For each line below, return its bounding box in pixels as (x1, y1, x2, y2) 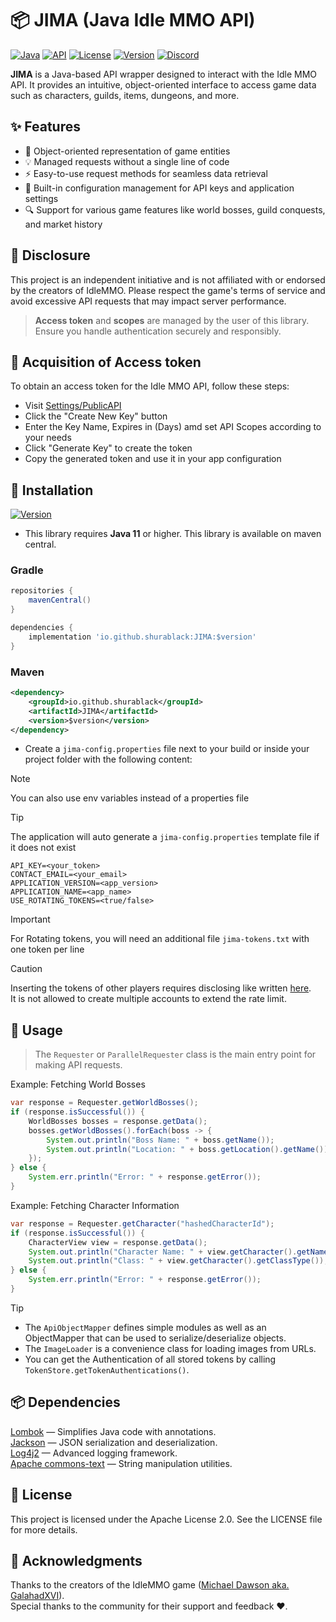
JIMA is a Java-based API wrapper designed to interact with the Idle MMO (10, 68, 318, 80)
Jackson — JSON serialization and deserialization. (10, 1436, 218, 1448)
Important (10, 913, 51, 926)
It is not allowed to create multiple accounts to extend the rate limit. (10, 993, 287, 1005)
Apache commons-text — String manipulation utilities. (10, 1457, 233, 1469)
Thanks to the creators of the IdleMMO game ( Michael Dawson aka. (10, 1579, 290, 1591)
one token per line (10, 943, 85, 956)
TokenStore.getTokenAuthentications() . (24, 1363, 190, 1376)
